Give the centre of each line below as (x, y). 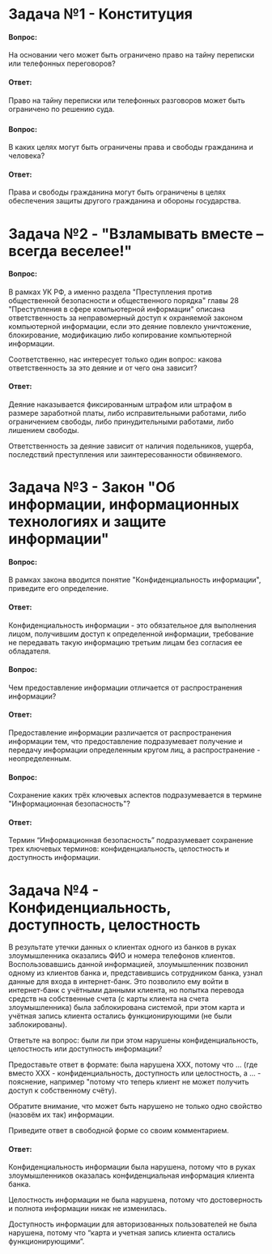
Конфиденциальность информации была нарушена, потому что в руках (132, 1167)
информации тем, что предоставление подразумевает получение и (125, 741)
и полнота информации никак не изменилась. (88, 1209)
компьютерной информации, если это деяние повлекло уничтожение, (130, 326)
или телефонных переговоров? (62, 64)
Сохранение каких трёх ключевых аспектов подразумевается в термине (135, 795)
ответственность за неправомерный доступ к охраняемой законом (125, 318)
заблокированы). (38, 1025)
